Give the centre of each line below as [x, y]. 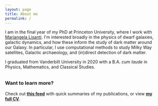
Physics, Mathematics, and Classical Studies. [50, 67]
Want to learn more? [30, 83]
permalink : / [18, 18]
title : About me [21, 14]
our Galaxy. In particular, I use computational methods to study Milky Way [79, 47]
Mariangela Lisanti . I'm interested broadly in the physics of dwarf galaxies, [79, 37]
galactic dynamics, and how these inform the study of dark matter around [79, 42]
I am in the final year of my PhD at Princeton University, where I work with [79, 32]
